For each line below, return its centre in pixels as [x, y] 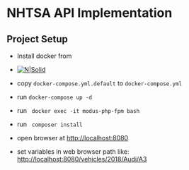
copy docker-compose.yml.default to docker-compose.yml [99, 83]
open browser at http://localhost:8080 [73, 138]
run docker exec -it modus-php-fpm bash [78, 110]
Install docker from [44, 56]
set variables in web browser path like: [73, 152]
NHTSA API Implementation [90, 13]
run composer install [50, 124]
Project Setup [38, 39]
